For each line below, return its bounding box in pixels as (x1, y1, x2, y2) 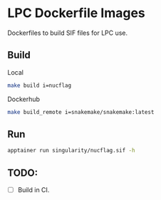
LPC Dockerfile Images (7, 5, 146, 21)
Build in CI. (17, 186, 50, 194)
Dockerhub (7, 95, 41, 103)
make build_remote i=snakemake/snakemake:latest (7, 108, 155, 115)
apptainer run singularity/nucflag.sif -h (7, 147, 135, 154)
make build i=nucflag (7, 82, 72, 89)
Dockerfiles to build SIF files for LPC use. (7, 28, 128, 37)
